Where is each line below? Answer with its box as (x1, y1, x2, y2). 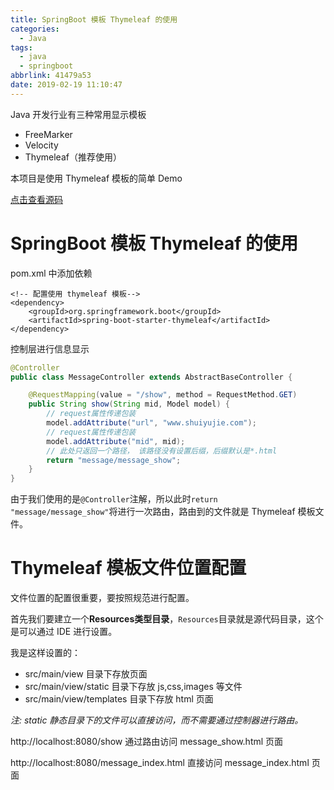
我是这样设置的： (10, 647, 81, 659)
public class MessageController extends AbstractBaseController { (10, 372, 293, 382)
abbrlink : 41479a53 (10, 71, 92, 81)
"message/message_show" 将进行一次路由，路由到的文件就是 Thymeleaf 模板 (10, 506, 316, 518)
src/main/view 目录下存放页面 (24, 668, 148, 680)
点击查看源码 (10, 193, 63, 205)
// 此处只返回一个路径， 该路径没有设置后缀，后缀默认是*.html (46, 446, 278, 456)
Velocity (24, 139, 59, 151)
